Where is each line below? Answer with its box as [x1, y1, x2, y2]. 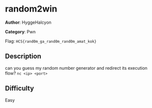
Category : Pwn [5, 29, 36, 34]
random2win [5, 3, 57, 15]
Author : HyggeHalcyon [5, 19, 52, 25]
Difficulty [5, 84, 34, 93]
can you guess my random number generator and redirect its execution [5, 65, 148, 71]
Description [5, 52, 41, 61]
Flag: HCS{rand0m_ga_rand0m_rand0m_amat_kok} [5, 38, 97, 44]
